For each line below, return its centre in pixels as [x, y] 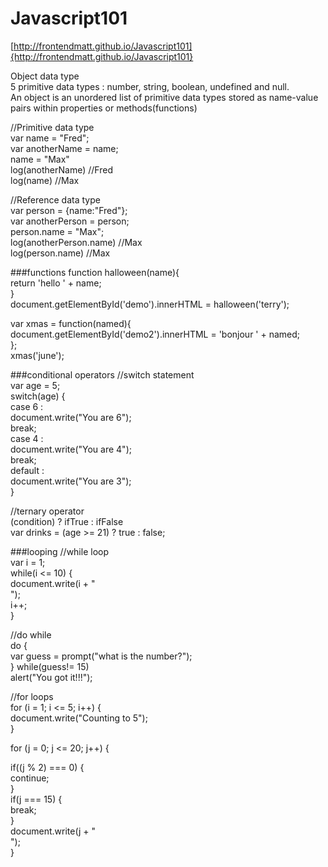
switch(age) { [38, 396]
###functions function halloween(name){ [95, 272]
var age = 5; [35, 385]
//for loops [32, 696]
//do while [31, 634]
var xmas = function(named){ [71, 323]
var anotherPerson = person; [70, 221]
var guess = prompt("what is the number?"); [101, 656]
